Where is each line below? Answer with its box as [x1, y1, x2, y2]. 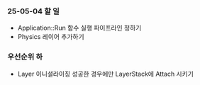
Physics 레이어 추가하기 [17, 33, 84, 41]
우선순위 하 [7, 52, 43, 62]
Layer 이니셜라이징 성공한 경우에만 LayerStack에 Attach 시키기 [17, 69, 194, 78]
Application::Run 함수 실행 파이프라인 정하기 [17, 23, 142, 33]
